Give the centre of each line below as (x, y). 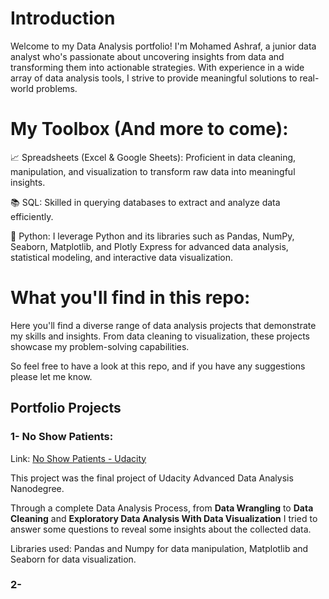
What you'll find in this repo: (130, 298)
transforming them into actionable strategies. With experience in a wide (157, 67)
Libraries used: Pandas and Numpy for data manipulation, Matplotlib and (159, 548)
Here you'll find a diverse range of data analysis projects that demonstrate (163, 325)
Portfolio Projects (66, 408)
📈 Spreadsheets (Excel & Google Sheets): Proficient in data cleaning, (153, 157)
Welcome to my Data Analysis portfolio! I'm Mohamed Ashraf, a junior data (163, 46)
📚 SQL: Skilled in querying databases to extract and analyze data (145, 202)
